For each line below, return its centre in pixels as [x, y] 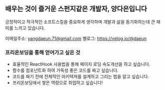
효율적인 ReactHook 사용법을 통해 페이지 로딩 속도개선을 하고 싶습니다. [81, 64]
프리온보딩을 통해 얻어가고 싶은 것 [43, 52]
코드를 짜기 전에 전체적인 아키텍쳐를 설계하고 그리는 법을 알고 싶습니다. [81, 77]
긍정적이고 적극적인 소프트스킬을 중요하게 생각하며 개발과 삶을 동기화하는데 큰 [80, 22]
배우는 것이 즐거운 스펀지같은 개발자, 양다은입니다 [76, 9]
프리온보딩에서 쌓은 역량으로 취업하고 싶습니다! [58, 83]
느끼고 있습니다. [30, 28]
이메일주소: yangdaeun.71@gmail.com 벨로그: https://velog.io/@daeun [76, 38]
